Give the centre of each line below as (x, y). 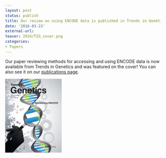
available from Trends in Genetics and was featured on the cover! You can (81, 66)
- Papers (14, 47)
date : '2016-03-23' (25, 26)
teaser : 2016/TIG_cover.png (34, 36)
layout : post (19, 10)
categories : (17, 42)
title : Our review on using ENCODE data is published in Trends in (76, 21)
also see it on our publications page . (42, 72)
